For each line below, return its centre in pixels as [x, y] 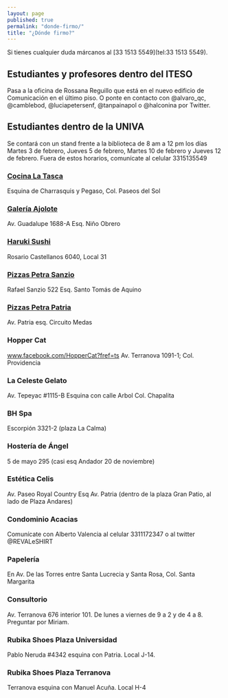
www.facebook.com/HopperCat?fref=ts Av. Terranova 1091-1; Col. [101, 355]
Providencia [24, 362]
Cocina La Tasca [35, 176]
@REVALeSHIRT [30, 542]
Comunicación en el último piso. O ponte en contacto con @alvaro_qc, [107, 98]
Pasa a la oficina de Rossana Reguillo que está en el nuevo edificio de [106, 91]
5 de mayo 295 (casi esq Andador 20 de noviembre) [81, 461]
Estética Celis [31, 479]
